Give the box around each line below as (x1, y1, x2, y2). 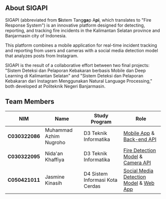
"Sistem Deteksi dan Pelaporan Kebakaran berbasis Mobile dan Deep (5, 67, 146, 73)
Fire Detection (123, 147, 157, 154)
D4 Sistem (83, 170, 108, 177)
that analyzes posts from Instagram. (5, 53, 79, 59)
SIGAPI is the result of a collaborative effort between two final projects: (5, 62, 150, 68)
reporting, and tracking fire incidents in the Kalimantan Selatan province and (5, 27, 161, 33)
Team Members (5, 98, 54, 106)
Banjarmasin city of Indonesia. (5, 33, 67, 38)
